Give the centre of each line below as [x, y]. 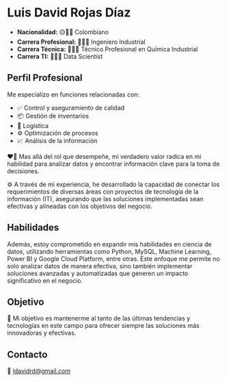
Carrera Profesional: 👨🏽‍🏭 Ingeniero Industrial [81, 42]
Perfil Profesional [45, 78]
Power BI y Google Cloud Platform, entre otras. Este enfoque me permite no [113, 259]
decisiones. [23, 171]
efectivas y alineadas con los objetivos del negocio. [80, 206]
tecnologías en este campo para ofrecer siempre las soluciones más [103, 326]
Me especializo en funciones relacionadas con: [74, 94]
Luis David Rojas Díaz [69, 13]
